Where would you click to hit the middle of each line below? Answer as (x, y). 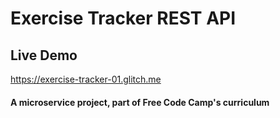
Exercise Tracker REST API (123, 18)
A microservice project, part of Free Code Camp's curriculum (140, 102)
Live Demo (44, 55)
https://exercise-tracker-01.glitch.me (86, 79)
